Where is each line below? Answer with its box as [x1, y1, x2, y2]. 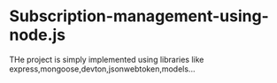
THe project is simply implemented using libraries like [9, 54, 204, 64]
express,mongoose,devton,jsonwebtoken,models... [9, 64, 196, 74]
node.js [9, 25, 66, 45]
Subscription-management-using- [9, 6, 270, 26]
